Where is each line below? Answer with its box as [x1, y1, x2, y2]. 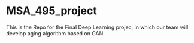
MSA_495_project [6, 4, 97, 18]
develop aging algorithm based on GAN [6, 29, 104, 37]
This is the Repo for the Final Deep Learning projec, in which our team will [6, 24, 189, 31]
